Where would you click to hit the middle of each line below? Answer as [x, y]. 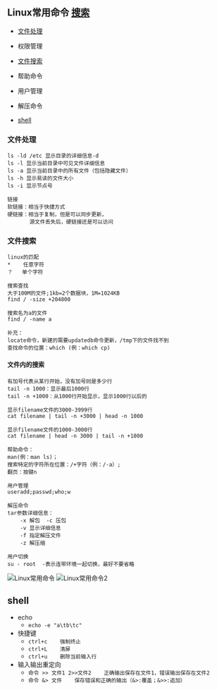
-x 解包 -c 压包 [43, 520]
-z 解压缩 [33, 543]
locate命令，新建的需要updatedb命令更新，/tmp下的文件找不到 [88, 340]
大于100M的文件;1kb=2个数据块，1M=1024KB [63, 294]
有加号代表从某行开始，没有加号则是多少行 [60, 381]
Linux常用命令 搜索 [49, 13]
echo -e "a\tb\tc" [55, 626]
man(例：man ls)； [33, 457]
